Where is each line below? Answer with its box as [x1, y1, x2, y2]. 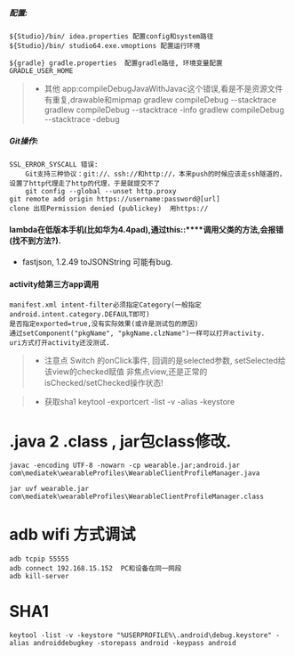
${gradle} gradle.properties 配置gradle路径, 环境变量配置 [9, 58, 223, 68]
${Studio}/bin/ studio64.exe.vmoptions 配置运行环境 [9, 41, 201, 50]
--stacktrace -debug [44, 113, 120, 124]
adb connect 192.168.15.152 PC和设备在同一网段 [9, 564, 182, 573]
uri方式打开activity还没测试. [9, 339, 111, 348]
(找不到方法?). [9, 235, 62, 246]
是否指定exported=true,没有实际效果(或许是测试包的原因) [9, 320, 199, 329]
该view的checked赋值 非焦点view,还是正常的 [44, 366, 208, 377]
